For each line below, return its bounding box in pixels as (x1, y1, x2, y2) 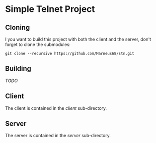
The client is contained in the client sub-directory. (5, 105, 107, 111)
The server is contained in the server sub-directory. (5, 133, 111, 139)
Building (5, 64, 31, 73)
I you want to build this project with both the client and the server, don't (5, 36, 152, 42)
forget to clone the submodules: (5, 42, 71, 48)
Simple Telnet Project (5, 3, 95, 15)
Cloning (5, 23, 30, 32)
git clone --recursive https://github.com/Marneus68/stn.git (5, 51, 135, 56)
